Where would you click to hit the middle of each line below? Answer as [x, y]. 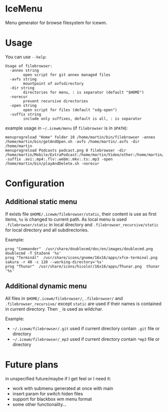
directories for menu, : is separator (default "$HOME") [83, 92]
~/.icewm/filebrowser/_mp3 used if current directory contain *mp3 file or [86, 339]
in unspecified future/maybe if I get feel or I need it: [58, 378]
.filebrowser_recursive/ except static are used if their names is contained [83, 304]
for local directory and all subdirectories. [47, 230]
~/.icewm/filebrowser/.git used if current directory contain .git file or [86, 328]
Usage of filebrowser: [29, 66]
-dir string [22, 88]
